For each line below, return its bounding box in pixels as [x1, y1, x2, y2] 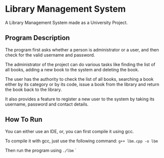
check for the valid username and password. [5, 52, 95, 58]
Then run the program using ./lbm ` [5, 147, 77, 153]
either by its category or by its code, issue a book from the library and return [5, 81, 160, 87]
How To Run [5, 115, 43, 124]
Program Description [5, 34, 70, 42]
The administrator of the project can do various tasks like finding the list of [5, 61, 156, 67]
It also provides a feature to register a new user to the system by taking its [5, 96, 155, 102]
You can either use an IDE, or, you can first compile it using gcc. [5, 128, 134, 134]
